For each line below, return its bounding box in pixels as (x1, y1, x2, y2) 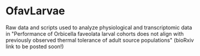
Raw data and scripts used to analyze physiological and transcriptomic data (5, 24, 192, 31)
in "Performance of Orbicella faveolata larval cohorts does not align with (5, 30, 184, 37)
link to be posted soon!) (5, 43, 64, 50)
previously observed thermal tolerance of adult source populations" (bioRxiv (5, 36, 194, 43)
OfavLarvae (5, 4, 65, 18)
